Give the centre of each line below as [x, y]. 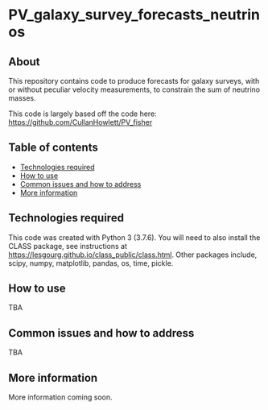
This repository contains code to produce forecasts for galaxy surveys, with [134, 81]
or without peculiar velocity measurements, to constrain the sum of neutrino [134, 89]
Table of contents [53, 148]
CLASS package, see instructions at [68, 246]
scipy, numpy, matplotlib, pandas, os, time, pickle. [91, 263]
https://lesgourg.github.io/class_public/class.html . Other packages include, [133, 255]
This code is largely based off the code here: [82, 114]
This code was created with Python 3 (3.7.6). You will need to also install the [134, 237]
